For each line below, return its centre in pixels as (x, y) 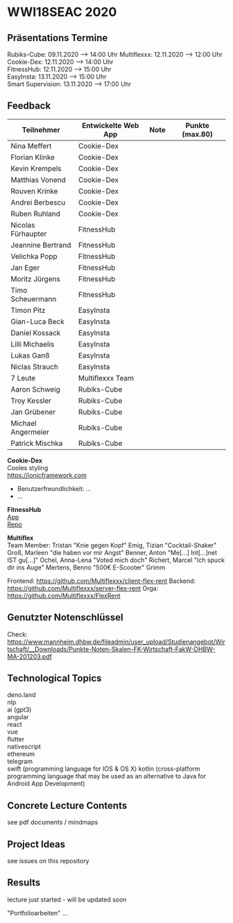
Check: (17, 634)
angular (18, 717)
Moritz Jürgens (35, 279)
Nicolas (23, 225)
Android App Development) (46, 784)
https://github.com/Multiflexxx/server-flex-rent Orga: (83, 588)
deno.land (21, 695)
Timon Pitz (28, 310)
